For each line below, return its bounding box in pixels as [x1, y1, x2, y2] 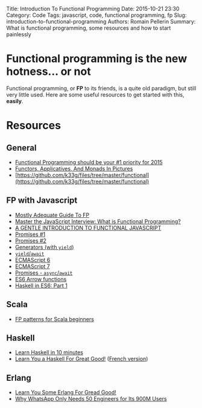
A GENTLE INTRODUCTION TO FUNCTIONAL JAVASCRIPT [14, 224, 162, 231]
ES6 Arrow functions [14, 275, 67, 282]
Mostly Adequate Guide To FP [14, 211, 89, 218]
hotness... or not [6, 65, 92, 78]
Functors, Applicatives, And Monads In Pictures [14, 165, 133, 172]
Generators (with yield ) [14, 243, 74, 250]
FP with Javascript [6, 196, 78, 206]
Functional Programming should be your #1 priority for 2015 [14, 158, 163, 165]
